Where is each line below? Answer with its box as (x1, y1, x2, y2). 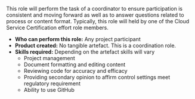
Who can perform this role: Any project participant (14, 36, 141, 42)
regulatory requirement (23, 80, 81, 87)
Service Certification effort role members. (6, 24, 109, 31)
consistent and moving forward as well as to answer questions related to (6, 11, 184, 18)
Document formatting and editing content (23, 61, 126, 68)
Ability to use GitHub (23, 86, 75, 93)
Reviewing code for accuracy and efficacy (23, 67, 128, 74)
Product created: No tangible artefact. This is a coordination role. (14, 42, 177, 49)
